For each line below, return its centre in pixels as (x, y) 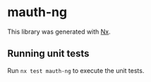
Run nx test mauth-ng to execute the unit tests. (76, 70)
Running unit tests (48, 54)
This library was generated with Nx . (59, 32)
